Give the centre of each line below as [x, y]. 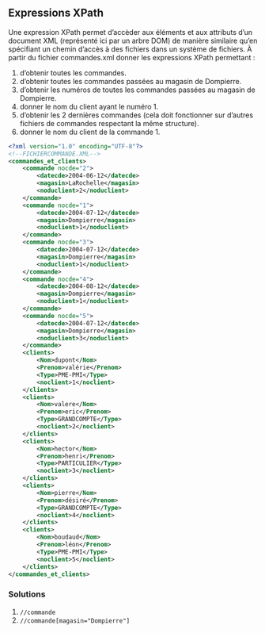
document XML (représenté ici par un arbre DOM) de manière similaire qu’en [133, 40]
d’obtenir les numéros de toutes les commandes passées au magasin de [137, 90]
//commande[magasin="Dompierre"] [75, 621]
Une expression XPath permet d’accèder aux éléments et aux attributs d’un [131, 32]
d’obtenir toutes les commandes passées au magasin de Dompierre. [131, 81]
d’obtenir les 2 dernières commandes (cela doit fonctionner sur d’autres [136, 115]
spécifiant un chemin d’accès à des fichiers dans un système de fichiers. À [130, 49]
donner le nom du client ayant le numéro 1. [89, 106]
